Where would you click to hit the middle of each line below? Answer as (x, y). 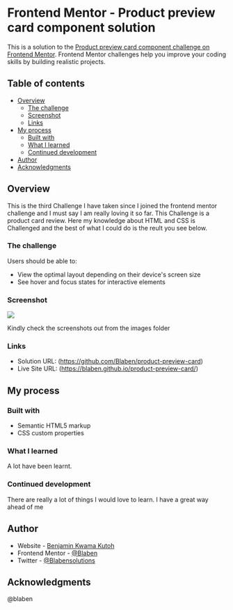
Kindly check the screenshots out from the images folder (89, 328)
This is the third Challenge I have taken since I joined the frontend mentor (112, 205)
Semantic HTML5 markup (54, 425)
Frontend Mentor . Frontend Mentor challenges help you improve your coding (117, 54)
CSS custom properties (51, 433)
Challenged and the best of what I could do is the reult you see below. (107, 228)
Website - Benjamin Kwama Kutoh (66, 545)
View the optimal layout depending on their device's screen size (109, 274)
